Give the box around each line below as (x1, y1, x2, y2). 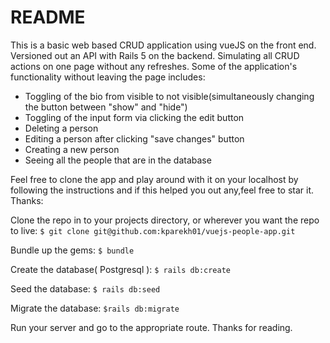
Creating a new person (24, 143, 120, 155)
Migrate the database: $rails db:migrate (10, 302, 180, 314)
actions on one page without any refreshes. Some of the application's (10, 60, 298, 72)
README (10, 6, 86, 29)
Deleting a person (24, 122, 99, 134)
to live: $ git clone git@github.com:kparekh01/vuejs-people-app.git (10, 224, 296, 236)
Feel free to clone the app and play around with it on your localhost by (10, 173, 299, 185)
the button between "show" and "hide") (24, 101, 188, 113)
